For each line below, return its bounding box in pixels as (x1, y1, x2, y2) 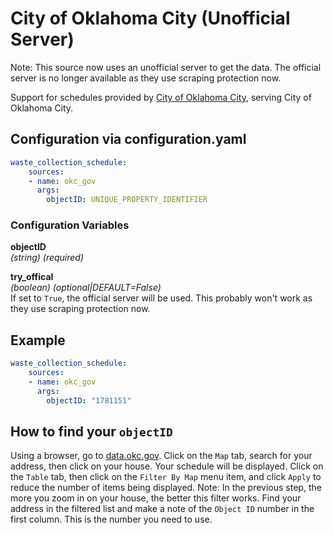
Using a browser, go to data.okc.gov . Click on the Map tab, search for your (10, 450, 313, 462)
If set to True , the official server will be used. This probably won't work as (10, 292, 313, 304)
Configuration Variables (10, 218, 130, 232)
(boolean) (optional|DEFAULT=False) (10, 282, 162, 294)
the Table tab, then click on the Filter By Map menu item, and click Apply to (10, 471, 322, 483)
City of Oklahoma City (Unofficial (10, 7, 291, 30)
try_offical (10, 271, 54, 283)
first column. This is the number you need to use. (10, 513, 213, 526)
